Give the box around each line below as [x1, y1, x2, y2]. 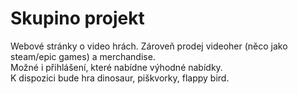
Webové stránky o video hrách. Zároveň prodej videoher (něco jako [10, 40, 288, 52]
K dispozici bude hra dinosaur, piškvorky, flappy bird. [10, 72, 230, 84]
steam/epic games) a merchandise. [10, 50, 156, 62]
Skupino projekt [10, 7, 145, 30]
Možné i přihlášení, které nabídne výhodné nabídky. [10, 61, 223, 73]
